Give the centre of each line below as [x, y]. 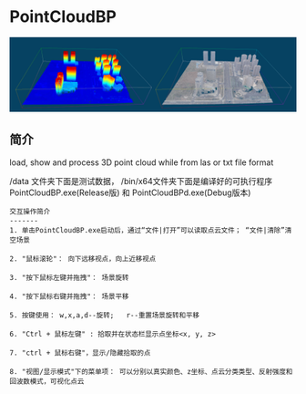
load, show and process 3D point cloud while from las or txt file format [142, 162]
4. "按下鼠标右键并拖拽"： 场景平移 [69, 296]
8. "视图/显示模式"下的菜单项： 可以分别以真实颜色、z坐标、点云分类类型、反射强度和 [151, 371]
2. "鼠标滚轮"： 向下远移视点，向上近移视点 [83, 259]
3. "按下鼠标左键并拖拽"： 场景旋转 [69, 277]
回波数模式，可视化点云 [47, 381]
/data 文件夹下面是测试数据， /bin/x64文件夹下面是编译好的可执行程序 [141, 181]
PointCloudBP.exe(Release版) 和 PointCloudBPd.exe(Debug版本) [130, 192]
